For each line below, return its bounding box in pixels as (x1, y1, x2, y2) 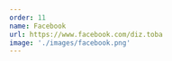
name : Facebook (9, 22, 67, 30)
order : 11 (9, 13, 47, 22)
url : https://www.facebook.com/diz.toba (9, 30, 164, 39)
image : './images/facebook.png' (9, 38, 131, 48)
